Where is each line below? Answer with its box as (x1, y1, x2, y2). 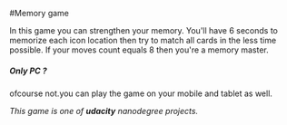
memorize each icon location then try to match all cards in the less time (9, 35, 277, 45)
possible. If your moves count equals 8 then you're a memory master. (9, 44, 270, 55)
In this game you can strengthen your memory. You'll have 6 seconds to (9, 25, 279, 35)
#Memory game (9, 8, 70, 18)
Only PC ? (9, 65, 47, 76)
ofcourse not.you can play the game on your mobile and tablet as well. (9, 88, 272, 99)
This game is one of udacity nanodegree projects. (9, 105, 198, 116)
